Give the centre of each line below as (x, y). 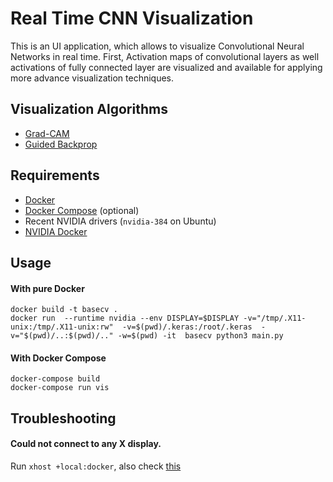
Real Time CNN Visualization (132, 18)
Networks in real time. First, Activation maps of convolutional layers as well (165, 56)
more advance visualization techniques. (92, 78)
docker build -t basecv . (64, 310)
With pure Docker (47, 288)
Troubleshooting (63, 418)
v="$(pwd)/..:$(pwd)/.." (62, 336)
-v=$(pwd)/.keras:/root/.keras (187, 327)
